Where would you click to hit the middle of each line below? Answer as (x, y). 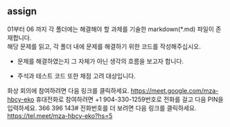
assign (22, 11)
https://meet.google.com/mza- (175, 90)
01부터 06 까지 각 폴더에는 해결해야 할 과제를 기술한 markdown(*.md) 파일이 (111, 29)
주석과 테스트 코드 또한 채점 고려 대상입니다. (77, 76)
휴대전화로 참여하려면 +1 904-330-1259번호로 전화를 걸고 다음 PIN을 (130, 99)
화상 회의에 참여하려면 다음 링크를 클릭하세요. (68, 90)
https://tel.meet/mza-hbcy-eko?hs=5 (60, 116)
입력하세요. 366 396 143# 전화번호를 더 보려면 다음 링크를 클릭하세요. (102, 108)
